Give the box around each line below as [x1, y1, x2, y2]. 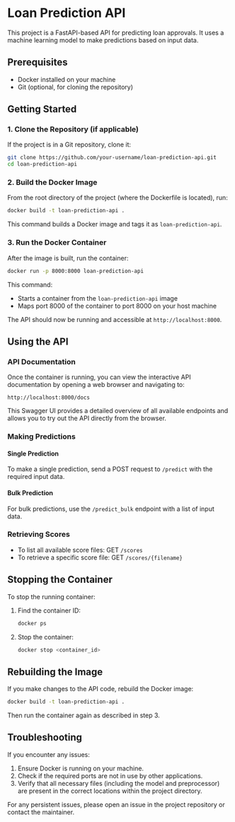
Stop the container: [17, 632, 74, 641]
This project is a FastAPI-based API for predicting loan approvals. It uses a [7, 28, 224, 37]
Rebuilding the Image [7, 666, 103, 678]
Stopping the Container [7, 574, 113, 586]
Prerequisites [7, 57, 68, 69]
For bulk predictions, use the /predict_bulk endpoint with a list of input [7, 504, 214, 513]
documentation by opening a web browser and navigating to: [7, 381, 185, 389]
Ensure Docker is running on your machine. [17, 764, 144, 772]
